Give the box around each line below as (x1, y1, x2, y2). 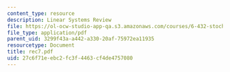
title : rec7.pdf (7, 49, 53, 56)
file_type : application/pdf (7, 29, 88, 36)
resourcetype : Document (7, 42, 75, 49)
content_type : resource (7, 10, 75, 17)
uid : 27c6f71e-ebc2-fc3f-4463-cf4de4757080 (7, 55, 133, 62)
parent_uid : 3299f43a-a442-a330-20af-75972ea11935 (7, 36, 155, 43)
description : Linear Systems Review (7, 16, 112, 23)
